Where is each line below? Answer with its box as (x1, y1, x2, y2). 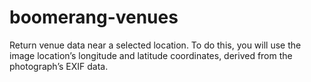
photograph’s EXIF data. (9, 60, 109, 72)
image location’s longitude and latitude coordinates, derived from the (9, 49, 293, 61)
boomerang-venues (9, 6, 179, 29)
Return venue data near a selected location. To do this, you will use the (9, 39, 302, 51)
